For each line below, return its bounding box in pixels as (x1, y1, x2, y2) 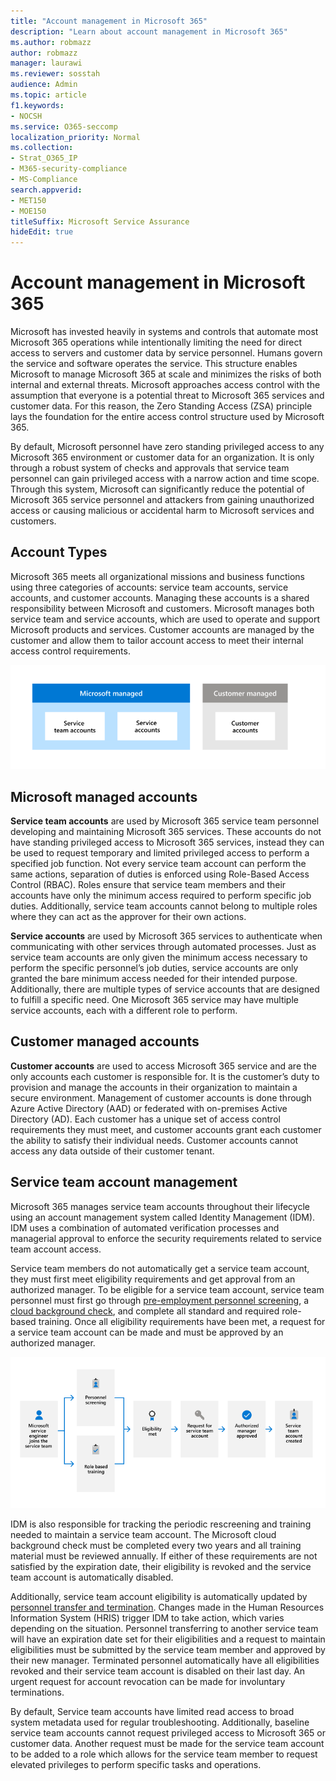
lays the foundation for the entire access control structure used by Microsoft (10, 411, 325, 423)
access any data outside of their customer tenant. (10, 1145, 215, 1157)
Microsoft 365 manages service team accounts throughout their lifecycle (10, 1200, 310, 1212)
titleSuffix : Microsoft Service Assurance (10, 216, 190, 227)
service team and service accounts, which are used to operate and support (10, 613, 321, 625)
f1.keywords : (10, 100, 65, 110)
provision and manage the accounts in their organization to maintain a (10, 1081, 298, 1093)
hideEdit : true (10, 227, 74, 237)
